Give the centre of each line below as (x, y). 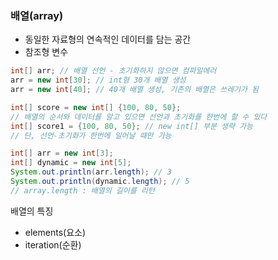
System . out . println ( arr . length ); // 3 (91, 172)
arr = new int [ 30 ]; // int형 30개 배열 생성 (98, 80)
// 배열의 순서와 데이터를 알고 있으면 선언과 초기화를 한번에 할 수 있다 (139, 117)
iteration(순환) (53, 244)
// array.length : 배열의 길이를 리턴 (82, 190)
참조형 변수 (46, 52)
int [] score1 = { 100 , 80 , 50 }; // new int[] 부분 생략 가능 (131, 126)
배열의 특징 (32, 211)
